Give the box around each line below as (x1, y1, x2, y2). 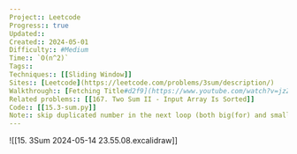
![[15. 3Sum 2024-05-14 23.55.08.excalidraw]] (9, 136, 179, 146)
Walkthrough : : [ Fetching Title (9, 86, 125, 95)
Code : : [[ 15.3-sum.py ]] (9, 103, 97, 112)
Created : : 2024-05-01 (9, 37, 89, 47)
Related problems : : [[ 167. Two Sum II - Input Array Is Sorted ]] (9, 94, 255, 104)
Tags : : (9, 62, 34, 71)
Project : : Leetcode (9, 12, 81, 22)
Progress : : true (9, 21, 69, 30)
